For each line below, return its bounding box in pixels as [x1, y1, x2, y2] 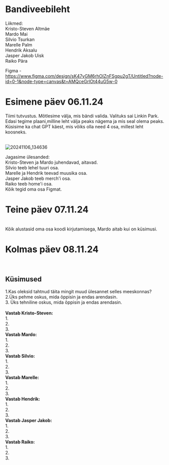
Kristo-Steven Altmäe [5, 25, 50, 31]
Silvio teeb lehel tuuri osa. [5, 164, 59, 170]
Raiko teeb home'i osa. [5, 180, 53, 187]
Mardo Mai [5, 31, 28, 37]
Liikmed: [5, 20, 23, 26]
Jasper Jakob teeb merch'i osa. [5, 175, 71, 181]
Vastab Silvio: [5, 353, 35, 359]
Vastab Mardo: [5, 331, 37, 337]
